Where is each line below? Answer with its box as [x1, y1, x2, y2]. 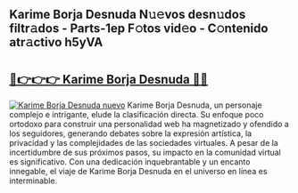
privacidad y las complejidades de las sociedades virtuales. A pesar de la [9, 138, 278, 148]
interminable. [9, 175, 58, 186]
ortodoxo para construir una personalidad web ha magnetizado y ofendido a [9, 119, 290, 129]
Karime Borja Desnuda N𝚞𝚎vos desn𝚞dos [9, 7, 246, 22]
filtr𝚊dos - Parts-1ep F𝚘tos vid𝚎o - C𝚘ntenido [9, 21, 269, 36]
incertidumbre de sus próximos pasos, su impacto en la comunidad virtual [9, 147, 281, 157]
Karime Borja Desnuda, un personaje [127, 100, 262, 110]
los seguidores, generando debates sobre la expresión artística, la [9, 128, 252, 139]
